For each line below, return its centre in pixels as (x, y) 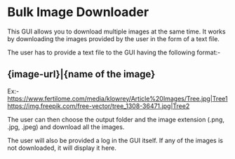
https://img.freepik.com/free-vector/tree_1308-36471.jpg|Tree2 (99, 106)
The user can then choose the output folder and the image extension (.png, (116, 119)
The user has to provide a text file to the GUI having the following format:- (114, 52)
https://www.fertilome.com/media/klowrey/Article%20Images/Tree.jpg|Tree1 (117, 98)
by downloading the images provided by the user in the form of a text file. (113, 38)
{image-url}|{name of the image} (81, 74)
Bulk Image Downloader (78, 12)
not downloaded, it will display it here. (62, 148)
